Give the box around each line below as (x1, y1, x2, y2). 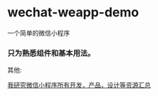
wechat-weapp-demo (7, 4, 139, 21)
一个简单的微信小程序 (7, 28, 70, 37)
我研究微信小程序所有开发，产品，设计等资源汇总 (7, 81, 151, 90)
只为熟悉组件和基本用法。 (7, 48, 95, 58)
